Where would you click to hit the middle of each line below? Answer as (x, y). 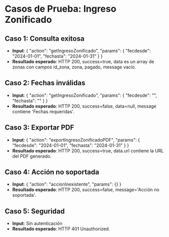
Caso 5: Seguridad (35, 211)
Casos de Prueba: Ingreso (61, 9)
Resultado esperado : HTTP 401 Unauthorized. (61, 229)
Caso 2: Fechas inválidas (45, 83)
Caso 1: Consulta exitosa (45, 38)
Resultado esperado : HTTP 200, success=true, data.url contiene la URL (88, 150)
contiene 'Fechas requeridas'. (43, 111)
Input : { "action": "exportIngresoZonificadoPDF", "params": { (76, 140)
